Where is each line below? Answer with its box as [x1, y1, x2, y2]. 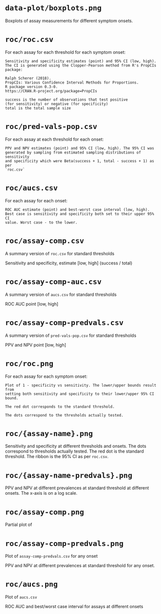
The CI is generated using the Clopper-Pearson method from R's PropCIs [5, 63, 157, 68]
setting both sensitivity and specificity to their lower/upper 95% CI [5, 391, 154, 396]
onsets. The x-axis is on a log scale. [5, 490, 77, 496]
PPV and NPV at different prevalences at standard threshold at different [5, 485, 149, 491]
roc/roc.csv [5, 35, 54, 44]
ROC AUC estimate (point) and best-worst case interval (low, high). [5, 207, 150, 212]
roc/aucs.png [5, 580, 58, 589]
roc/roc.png [5, 359, 54, 368]
